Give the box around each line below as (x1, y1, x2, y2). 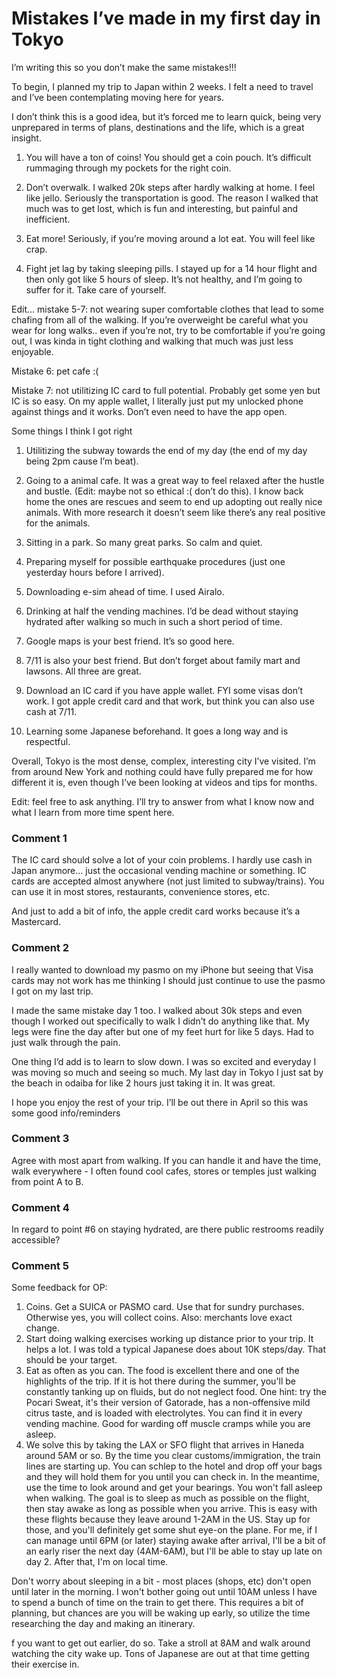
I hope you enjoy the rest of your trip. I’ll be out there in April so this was (11, 1096, 309, 1108)
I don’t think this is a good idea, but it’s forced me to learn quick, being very (11, 110, 322, 122)
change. (25, 1322, 60, 1334)
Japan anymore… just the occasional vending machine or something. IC (11, 865, 307, 877)
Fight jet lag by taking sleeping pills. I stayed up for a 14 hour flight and (25, 262, 318, 274)
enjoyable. (11, 345, 54, 357)
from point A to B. (11, 1175, 84, 1187)
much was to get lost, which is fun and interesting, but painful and (25, 202, 299, 214)
